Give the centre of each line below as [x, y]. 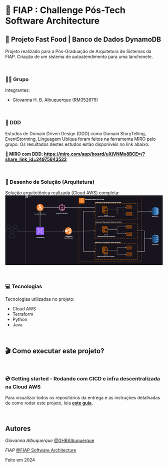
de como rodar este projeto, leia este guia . [49, 403]
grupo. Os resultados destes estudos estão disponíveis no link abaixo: [77, 144]
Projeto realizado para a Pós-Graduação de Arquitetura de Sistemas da [78, 51]
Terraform [23, 314]
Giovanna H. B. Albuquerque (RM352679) [55, 100]
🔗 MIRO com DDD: [24, 154]
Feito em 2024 [20, 460]
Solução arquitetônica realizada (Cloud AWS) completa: [62, 193]
